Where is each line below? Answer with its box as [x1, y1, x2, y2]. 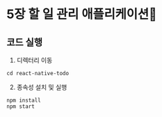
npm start [6, 103, 35, 110]
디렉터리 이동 [16, 56, 53, 64]
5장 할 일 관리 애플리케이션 [6, 6, 157, 22]
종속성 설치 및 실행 [16, 83, 67, 91]
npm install [6, 97, 41, 104]
